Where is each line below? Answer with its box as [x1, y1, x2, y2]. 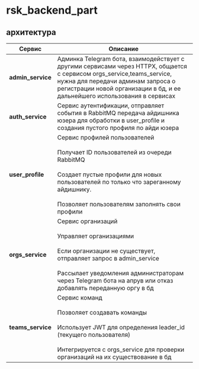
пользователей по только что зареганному [57, 178, 181, 186]
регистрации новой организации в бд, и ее [57, 84, 181, 93]
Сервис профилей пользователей [57, 133, 155, 141]
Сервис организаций [57, 217, 118, 225]
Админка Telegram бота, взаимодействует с [57, 55, 185, 63]
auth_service [9, 113, 47, 120]
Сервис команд [57, 294, 102, 301]
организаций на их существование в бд [57, 353, 172, 361]
